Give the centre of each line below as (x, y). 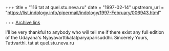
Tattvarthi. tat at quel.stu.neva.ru (40, 43)
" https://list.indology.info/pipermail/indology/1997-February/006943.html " (83, 13)
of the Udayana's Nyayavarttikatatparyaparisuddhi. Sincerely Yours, (77, 38)
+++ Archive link (23, 22)
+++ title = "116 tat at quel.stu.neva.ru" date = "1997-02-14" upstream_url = (85, 7)
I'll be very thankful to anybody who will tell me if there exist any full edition (85, 32)
